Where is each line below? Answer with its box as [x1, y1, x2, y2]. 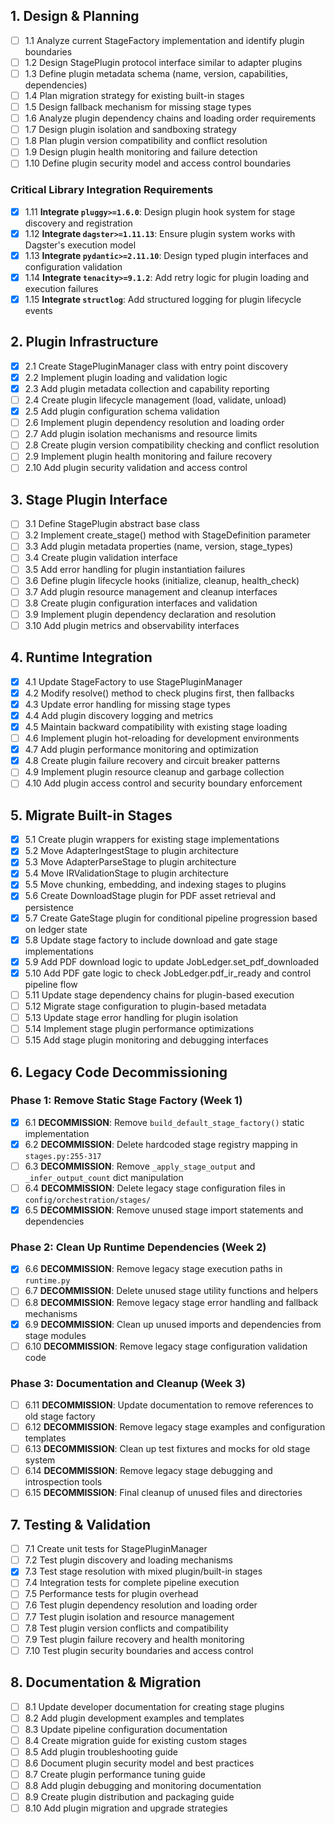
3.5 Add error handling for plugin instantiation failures [24, 563, 246, 575]
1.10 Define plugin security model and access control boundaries [24, 157, 292, 169]
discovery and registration [24, 217, 133, 229]
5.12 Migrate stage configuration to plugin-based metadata [24, 1000, 267, 1012]
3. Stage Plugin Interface [10, 491, 168, 508]
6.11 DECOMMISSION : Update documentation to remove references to [24, 1399, 314, 1411]
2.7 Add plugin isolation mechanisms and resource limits [24, 428, 258, 440]
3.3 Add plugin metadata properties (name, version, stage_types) [24, 540, 294, 553]
